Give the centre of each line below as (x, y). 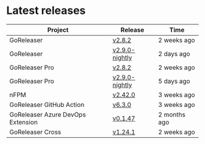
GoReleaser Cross (35, 132)
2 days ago (174, 53)
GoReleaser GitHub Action (47, 105)
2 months (172, 114)
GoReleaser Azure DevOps (48, 114)
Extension (23, 122)
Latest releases (46, 11)
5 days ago (174, 81)
